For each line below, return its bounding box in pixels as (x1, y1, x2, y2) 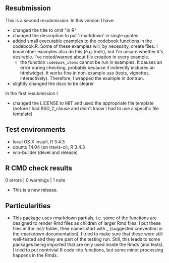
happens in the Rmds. (12, 252, 58, 258)
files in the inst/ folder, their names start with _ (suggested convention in (12, 226, 163, 232)
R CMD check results (5, 164, 73, 172)
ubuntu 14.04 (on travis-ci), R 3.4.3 (12, 144, 85, 150)
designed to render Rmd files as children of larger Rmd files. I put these (12, 220, 161, 226)
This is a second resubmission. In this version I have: (5, 17, 115, 23)
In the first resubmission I (5, 90, 58, 96)
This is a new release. (12, 187, 58, 193)
